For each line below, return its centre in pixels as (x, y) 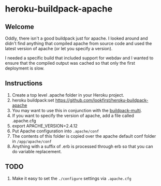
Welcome (20, 27)
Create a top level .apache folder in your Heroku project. (68, 95)
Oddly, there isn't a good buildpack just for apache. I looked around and (77, 38)
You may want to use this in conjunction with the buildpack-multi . (77, 110)
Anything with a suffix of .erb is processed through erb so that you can (82, 146)
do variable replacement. (37, 151)
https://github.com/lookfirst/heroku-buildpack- (102, 100)
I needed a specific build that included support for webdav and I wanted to (79, 58)
